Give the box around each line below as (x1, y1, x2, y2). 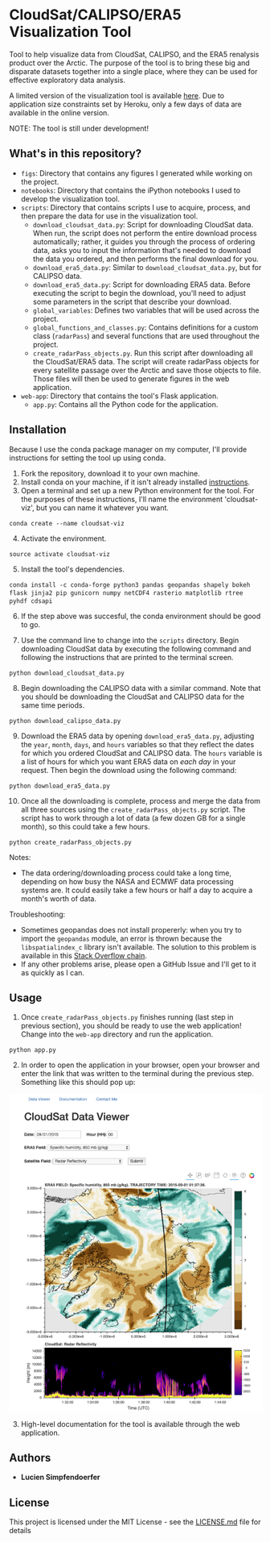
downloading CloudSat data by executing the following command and (20, 643, 252, 654)
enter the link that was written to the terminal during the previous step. (20, 1069, 254, 1079)
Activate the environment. (20, 534, 107, 543)
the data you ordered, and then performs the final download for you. (32, 254, 260, 264)
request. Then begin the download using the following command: (20, 765, 237, 775)
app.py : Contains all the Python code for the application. (32, 399, 219, 409)
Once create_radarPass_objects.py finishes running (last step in (20, 1012, 234, 1022)
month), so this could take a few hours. (20, 821, 151, 831)
